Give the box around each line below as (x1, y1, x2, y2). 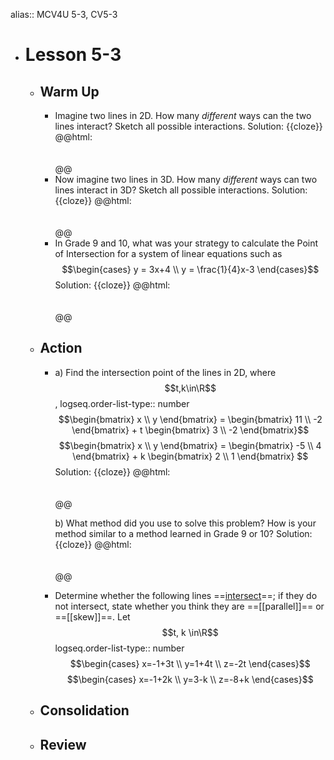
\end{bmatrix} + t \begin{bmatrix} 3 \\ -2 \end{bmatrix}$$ (71, 424, 310, 436)
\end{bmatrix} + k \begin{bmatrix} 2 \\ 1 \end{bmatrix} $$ (72, 450, 309, 462)
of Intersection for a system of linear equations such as (54, 248, 283, 259)
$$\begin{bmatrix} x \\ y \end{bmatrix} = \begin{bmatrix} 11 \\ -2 (58, 413, 323, 425)
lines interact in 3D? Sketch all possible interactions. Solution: (54, 184, 308, 196)
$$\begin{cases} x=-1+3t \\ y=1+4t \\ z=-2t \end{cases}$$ (69, 657, 311, 669)
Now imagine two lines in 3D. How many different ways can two (54, 174, 318, 185)
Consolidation (39, 702, 130, 719)
